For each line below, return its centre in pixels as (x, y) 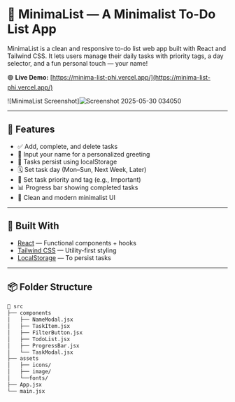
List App (32, 29)
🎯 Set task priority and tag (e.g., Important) (79, 179)
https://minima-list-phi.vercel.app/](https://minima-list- (131, 77)
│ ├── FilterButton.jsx (45, 332)
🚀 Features (31, 130)
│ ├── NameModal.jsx (40, 320)
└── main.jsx (26, 391)
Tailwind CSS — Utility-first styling (67, 250)
